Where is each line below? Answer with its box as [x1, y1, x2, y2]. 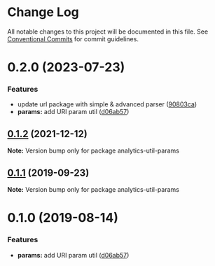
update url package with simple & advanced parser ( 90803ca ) [17, 100, 197, 108]
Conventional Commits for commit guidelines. [7, 34, 139, 43]
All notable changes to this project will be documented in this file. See [7, 27, 209, 36]
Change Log [7, 4, 79, 20]
